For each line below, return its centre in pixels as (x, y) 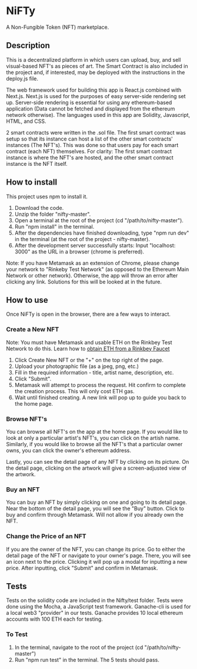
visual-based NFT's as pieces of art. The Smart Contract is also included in (97, 66)
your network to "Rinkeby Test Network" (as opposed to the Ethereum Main (98, 269)
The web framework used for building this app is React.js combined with (94, 90)
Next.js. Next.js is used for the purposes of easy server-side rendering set (96, 96)
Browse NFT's (27, 419)
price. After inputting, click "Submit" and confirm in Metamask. (82, 568)
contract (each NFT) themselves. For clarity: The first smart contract (89, 151)
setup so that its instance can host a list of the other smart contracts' (90, 139)
